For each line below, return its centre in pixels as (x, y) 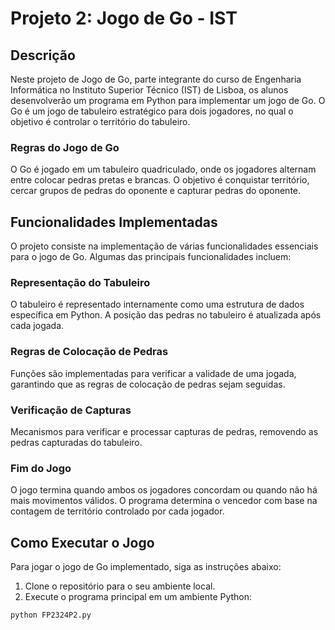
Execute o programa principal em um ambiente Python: (138, 597)
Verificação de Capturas (71, 410)
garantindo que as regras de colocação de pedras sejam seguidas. (148, 384)
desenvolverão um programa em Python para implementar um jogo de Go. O (168, 100)
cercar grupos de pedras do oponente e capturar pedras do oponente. (156, 191)
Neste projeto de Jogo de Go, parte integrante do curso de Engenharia (156, 79)
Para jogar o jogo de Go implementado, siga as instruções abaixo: (146, 567)
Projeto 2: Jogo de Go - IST (124, 18)
